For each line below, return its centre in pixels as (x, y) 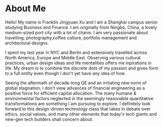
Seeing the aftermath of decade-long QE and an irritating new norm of (76, 83)
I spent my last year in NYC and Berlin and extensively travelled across (76, 52)
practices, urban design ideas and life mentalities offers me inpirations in (78, 63)
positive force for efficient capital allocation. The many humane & (71, 93)
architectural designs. (27, 43)
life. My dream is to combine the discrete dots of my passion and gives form (82, 68)
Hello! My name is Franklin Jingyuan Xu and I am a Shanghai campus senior (81, 22)
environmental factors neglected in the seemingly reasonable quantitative (79, 98)
